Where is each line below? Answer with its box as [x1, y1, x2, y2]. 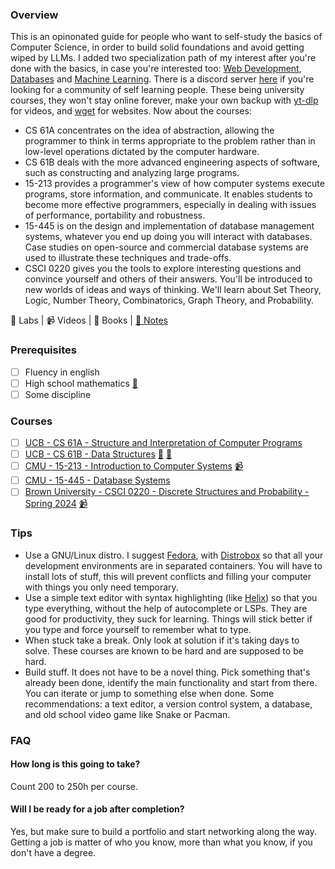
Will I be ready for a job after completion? [10, 803, 185, 815]
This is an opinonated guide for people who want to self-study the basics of [10, 31, 323, 43]
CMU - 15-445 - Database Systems [24, 474, 171, 487]
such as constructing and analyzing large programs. [24, 167, 240, 179]
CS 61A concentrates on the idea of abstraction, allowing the [24, 124, 275, 137]
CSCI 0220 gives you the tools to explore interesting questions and [24, 263, 302, 275]
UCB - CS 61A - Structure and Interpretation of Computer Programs [24, 437, 303, 449]
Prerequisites [10, 343, 77, 357]
